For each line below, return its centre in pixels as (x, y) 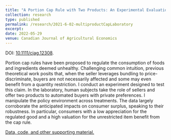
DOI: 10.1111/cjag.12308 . (30, 53)
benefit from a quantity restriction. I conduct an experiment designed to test (85, 84)
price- (151, 73)
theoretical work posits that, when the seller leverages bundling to (75, 73)
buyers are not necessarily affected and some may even (92, 79)
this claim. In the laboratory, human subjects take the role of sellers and (80, 90)
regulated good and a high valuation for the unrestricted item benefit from (83, 117)
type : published (22, 19)
